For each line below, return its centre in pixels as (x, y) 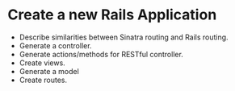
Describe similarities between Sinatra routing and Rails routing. (124, 37)
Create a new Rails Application (112, 15)
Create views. (42, 63)
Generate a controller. (55, 45)
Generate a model (49, 71)
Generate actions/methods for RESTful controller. (101, 54)
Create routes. (43, 80)
